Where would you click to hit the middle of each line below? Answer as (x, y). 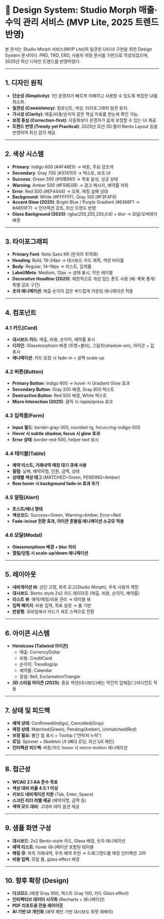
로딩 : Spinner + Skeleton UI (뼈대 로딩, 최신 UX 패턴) (63, 741)
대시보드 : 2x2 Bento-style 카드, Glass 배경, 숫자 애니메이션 (69, 841)
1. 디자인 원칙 (24, 83)
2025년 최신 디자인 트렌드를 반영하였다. (43, 61)
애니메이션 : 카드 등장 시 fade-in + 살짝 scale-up (58, 358)
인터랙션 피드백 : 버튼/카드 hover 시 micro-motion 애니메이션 (70, 747)
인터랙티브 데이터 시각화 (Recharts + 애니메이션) (58, 899)
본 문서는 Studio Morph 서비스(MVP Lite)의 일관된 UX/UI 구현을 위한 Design (79, 49)
